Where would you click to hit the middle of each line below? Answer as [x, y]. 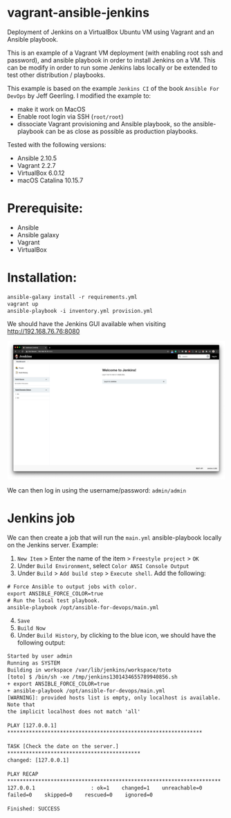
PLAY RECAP [23, 774]
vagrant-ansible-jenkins [78, 13]
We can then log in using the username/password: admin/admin [97, 491]
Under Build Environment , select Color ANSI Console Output [103, 566]
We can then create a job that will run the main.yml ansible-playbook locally [114, 538]
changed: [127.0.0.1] [38, 760]
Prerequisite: [45, 208]
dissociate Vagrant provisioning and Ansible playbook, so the [104, 123]
